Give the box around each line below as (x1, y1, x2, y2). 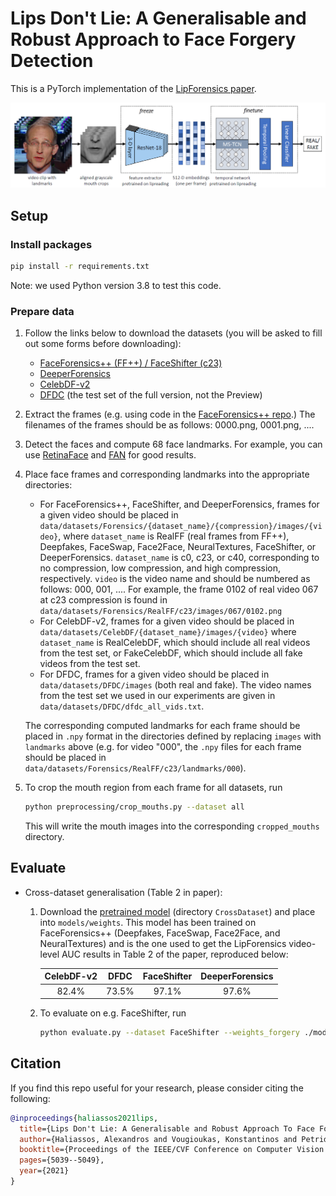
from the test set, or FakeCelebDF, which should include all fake (39, 647, 303, 659)
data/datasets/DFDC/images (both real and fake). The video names (39, 679, 312, 691)
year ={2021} (19, 1166, 70, 1176)
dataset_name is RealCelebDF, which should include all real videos (39, 637, 311, 649)
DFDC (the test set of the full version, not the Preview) (39, 389, 263, 401)
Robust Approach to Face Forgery (10, 28, 297, 51)
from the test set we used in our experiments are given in (39, 690, 276, 702)
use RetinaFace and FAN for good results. (24, 449, 197, 461)
